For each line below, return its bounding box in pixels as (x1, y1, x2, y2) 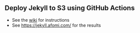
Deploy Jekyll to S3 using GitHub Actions (4, 4, 135, 12)
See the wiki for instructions (11, 17, 70, 23)
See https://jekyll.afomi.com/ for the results (11, 22, 101, 28)
